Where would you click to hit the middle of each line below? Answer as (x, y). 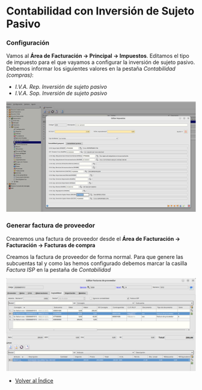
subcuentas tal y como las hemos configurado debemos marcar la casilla (97, 263)
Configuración (28, 43)
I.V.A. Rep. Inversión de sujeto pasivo (61, 87)
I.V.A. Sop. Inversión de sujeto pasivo (61, 93)
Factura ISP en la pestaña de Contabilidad (59, 269)
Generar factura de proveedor (50, 226)
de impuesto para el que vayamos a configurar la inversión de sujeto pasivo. (101, 62)
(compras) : (20, 75)
